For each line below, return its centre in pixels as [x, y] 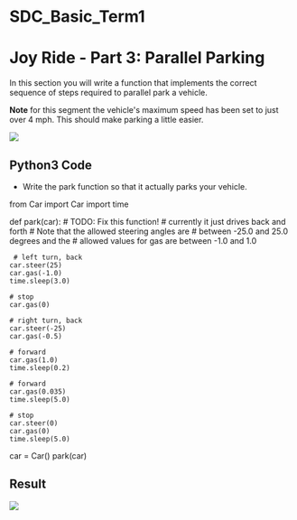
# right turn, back [46, 320]
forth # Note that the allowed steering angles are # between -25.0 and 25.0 [149, 231]
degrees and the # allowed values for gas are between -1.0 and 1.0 [133, 240]
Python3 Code [51, 165]
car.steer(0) [34, 423]
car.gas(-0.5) [36, 336]
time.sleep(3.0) [40, 281]
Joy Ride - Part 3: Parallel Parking [137, 58]
